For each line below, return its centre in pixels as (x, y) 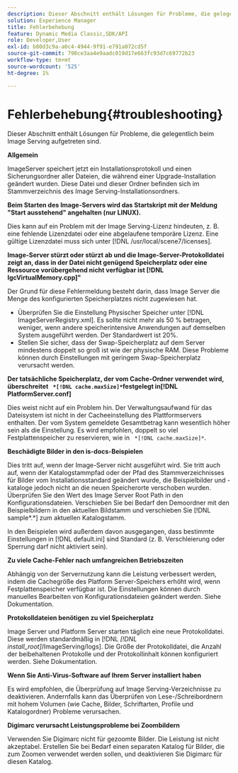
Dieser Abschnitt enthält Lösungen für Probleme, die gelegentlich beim (111, 134)
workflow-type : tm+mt (39, 60)
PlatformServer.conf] (39, 394)
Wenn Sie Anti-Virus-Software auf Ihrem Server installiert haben (104, 675)
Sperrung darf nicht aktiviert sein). (58, 546)
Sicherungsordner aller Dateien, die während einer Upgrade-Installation (112, 176)
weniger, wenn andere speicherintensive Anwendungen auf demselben (121, 328)
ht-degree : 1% (28, 73)
